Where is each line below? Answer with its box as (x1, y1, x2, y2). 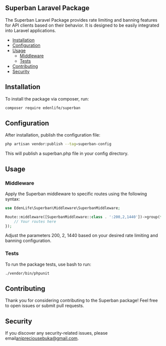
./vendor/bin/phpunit (5, 271, 50, 276)
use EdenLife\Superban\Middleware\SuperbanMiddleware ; (5, 206, 121, 210)
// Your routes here (14, 219, 56, 224)
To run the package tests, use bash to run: (5, 261, 91, 267)
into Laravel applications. (5, 27, 56, 34)
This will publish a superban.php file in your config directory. (5, 150, 129, 157)
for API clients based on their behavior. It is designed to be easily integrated (5, 22, 160, 28)
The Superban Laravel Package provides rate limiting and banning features (5, 17, 158, 23)
